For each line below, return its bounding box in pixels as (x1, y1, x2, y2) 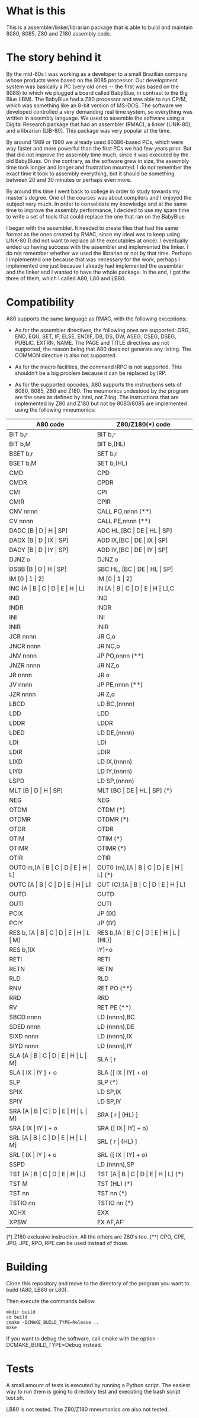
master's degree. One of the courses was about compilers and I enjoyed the (6, 194, 192, 201)
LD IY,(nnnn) (97, 767, 133, 775)
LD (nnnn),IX (97, 1032, 133, 1040)
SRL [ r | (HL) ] (97, 1137, 138, 1146)
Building (6, 1260, 48, 1273)
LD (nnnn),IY (97, 1041, 133, 1050)
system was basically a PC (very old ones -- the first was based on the (6, 83, 179, 90)
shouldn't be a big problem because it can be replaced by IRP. (14, 369, 167, 377)
